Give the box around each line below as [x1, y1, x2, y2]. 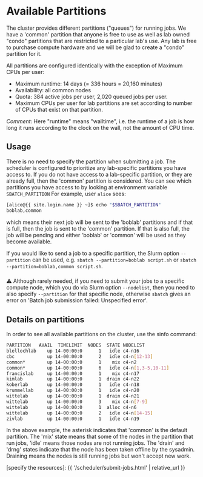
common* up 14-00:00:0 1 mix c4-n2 [6, 359, 137, 365]
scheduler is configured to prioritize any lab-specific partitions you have [6, 164, 187, 171]
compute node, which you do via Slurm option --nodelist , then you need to [6, 284, 195, 291]
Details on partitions [6, 314, 85, 325]
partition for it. [6, 50, 42, 57]
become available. [6, 238, 52, 245]
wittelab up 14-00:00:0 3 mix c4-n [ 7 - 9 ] [6, 399, 148, 405]
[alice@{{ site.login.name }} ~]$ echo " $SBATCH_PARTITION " [6, 201, 162, 208]
